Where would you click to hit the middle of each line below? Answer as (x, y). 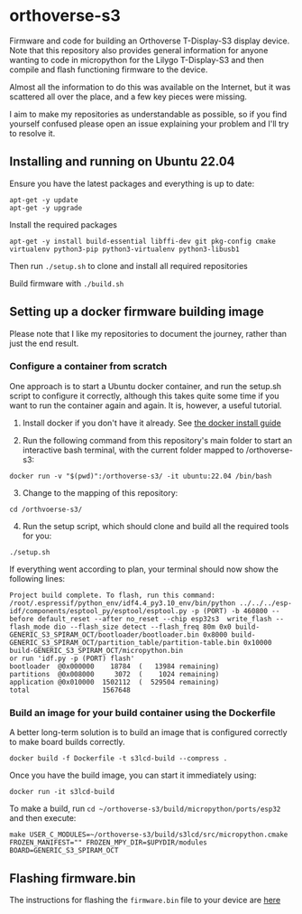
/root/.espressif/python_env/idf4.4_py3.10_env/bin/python (123, 603)
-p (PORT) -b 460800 (229, 611)
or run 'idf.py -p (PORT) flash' (72, 658)
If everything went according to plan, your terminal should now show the (144, 569)
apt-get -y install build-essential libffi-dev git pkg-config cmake (143, 241)
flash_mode (30, 627)
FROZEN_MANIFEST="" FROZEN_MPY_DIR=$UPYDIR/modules (108, 843)
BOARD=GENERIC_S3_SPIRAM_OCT (64, 851)
